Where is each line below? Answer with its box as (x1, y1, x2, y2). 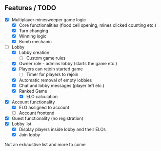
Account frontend (19, 110, 55, 116)
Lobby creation (19, 50, 50, 55)
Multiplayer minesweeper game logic (11, 17, 86, 22)
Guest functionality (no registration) (11, 115, 83, 121)
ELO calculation (26, 93, 58, 99)
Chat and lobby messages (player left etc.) (19, 83, 104, 88)
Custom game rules (26, 55, 66, 61)
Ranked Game (19, 88, 47, 94)
